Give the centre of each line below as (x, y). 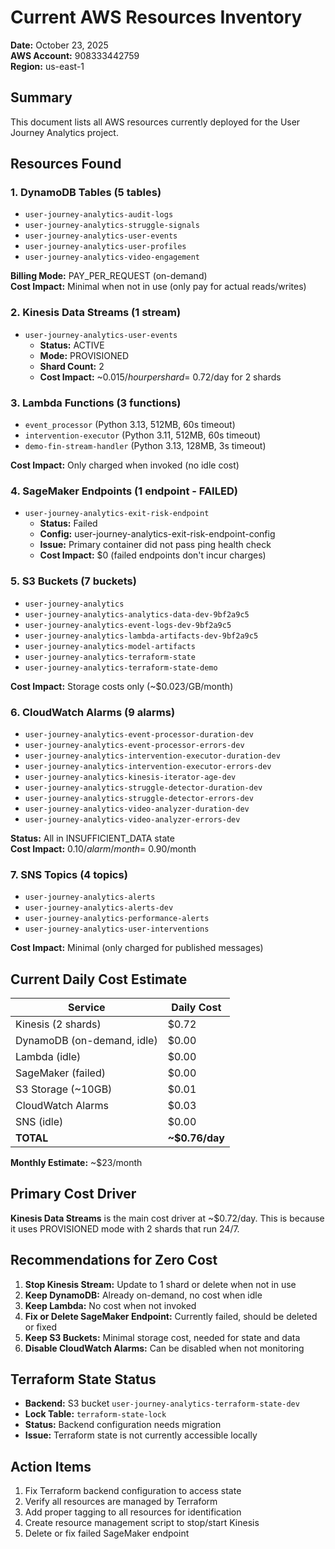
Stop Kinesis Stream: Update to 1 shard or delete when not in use (160, 1284)
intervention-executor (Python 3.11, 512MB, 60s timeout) (143, 435)
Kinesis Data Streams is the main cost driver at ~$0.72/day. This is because (167, 1218)
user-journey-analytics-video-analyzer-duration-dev (137, 809)
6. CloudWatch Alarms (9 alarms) (93, 712)
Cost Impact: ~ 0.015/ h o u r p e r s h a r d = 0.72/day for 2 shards (160, 377)
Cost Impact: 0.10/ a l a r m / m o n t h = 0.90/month (103, 848)
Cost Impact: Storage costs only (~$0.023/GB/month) (122, 686)
